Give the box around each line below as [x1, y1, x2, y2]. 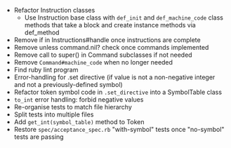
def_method [24, 28, 60, 36]
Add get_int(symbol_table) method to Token [13, 118, 145, 126]
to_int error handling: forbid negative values [13, 95, 144, 104]
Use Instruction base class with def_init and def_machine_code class [24, 13, 223, 22]
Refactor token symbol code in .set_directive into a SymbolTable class [13, 88, 223, 96]
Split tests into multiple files [13, 110, 94, 119]
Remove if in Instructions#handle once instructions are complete [13, 36, 202, 44]
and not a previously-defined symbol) [13, 81, 123, 88]
